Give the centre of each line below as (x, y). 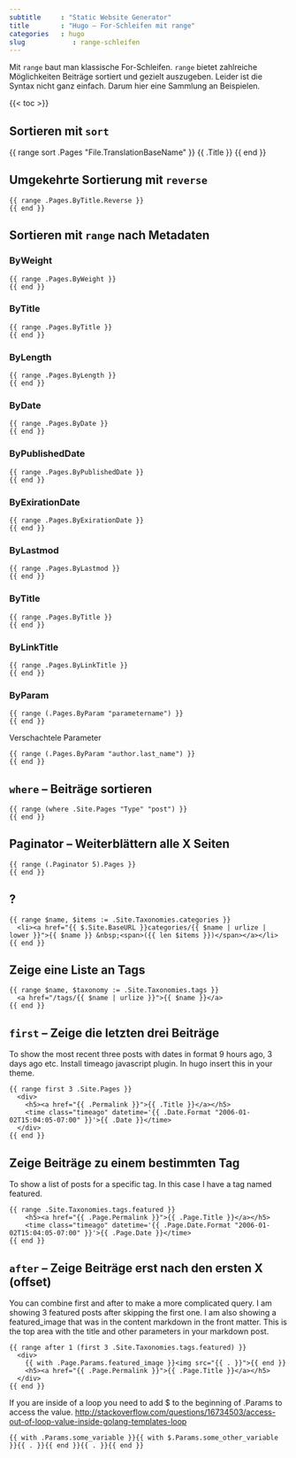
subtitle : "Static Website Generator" (91, 17)
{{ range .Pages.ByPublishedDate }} (76, 472)
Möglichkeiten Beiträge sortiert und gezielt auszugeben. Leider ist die (136, 77)
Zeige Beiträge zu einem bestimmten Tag (125, 1163)
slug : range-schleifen (75, 42)
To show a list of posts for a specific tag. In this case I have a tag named (140, 1184)
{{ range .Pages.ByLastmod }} (65, 569)
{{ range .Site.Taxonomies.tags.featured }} (92, 1210)
